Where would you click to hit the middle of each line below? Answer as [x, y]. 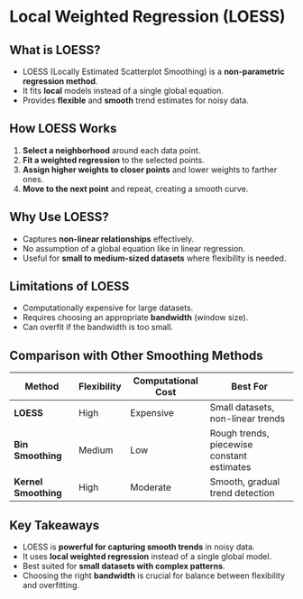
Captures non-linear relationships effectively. [108, 239]
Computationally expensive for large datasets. [108, 308]
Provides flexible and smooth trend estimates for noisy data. [136, 100]
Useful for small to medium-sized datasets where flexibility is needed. [154, 258]
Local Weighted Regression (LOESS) [147, 17]
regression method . [60, 81]
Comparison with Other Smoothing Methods [136, 355]
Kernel [28, 482]
